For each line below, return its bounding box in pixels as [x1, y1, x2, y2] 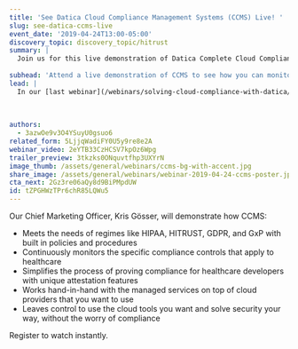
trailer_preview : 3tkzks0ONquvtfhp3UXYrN [9, 153, 165, 163]
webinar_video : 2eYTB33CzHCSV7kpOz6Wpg [9, 145, 157, 154]
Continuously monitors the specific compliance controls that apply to [21, 247, 275, 258]
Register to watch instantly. [9, 330, 109, 340]
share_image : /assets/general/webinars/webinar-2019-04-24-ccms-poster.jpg [9, 170, 295, 178]
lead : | [9, 79, 38, 88]
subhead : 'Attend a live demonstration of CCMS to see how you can [9, 71, 264, 80]
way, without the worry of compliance [21, 313, 161, 323]
